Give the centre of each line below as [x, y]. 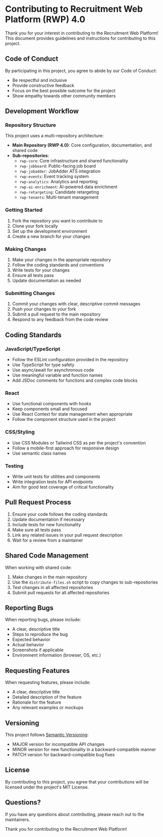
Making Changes [26, 249]
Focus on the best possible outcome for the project [64, 90]
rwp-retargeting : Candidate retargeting [59, 192]
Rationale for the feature [36, 702]
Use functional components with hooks [52, 404]
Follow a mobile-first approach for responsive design [66, 448]
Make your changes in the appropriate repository [61, 260]
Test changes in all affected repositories [53, 587]
